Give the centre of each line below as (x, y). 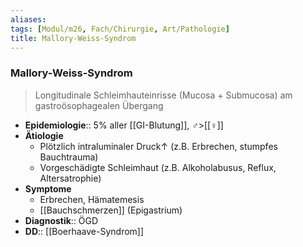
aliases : (28, 19)
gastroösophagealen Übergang (99, 105)
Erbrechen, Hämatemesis (92, 199)
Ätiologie (44, 135)
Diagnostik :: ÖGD (61, 220)
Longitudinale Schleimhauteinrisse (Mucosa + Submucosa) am (163, 95)
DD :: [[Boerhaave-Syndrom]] (84, 231)
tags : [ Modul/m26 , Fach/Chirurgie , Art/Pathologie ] (120, 29)
